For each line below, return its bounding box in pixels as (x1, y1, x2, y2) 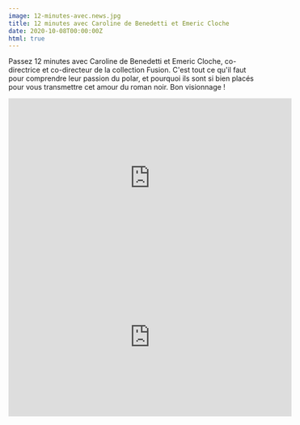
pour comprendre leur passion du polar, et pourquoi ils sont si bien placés (8, 74, 255, 83)
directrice (8, 65, 40, 75)
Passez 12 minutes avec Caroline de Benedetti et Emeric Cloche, (8, 57, 223, 66)
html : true (8, 34, 45, 43)
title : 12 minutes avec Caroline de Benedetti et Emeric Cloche (8, 19, 230, 27)
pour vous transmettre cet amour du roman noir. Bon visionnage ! (8, 82, 226, 92)
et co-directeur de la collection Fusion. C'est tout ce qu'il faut (41, 65, 247, 75)
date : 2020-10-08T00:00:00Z (8, 27, 104, 35)
